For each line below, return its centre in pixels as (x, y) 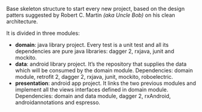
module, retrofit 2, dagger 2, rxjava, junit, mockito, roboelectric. (94, 77)
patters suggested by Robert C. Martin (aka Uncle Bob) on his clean (91, 15)
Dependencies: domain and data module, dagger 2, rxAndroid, (93, 96)
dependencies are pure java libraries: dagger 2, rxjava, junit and (94, 51)
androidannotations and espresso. (58, 102)
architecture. (22, 21)
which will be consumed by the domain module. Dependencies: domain (104, 70)
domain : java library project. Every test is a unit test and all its (92, 45)
